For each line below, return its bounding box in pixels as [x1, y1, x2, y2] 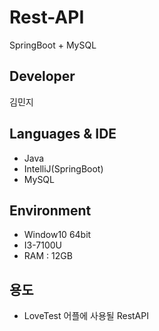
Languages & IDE [9, 126, 117, 143]
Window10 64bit [23, 229, 92, 241]
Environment [9, 202, 92, 219]
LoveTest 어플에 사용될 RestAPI [23, 310, 149, 322]
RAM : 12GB [23, 250, 73, 262]
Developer [9, 68, 76, 85]
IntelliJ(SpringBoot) [23, 162, 104, 175]
